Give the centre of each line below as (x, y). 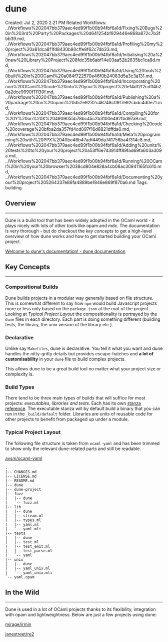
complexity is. (19, 374)
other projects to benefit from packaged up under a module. (67, 419)
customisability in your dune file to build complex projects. (65, 359)
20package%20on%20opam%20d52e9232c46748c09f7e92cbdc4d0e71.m (83, 102)
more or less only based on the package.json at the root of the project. (77, 308)
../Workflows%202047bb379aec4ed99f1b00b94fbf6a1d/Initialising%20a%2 (84, 54)
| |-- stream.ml (24, 516)
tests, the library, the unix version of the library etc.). (59, 324)
